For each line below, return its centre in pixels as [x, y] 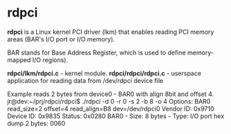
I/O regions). [50, 59]
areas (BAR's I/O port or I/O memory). [61, 39]
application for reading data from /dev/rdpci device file [85, 80]
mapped [19, 59]
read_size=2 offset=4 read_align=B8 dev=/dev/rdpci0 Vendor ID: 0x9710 [111, 108]
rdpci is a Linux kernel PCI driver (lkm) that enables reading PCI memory [111, 32]
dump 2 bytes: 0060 [36, 123]
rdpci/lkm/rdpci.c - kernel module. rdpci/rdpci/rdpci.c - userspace [104, 73]
